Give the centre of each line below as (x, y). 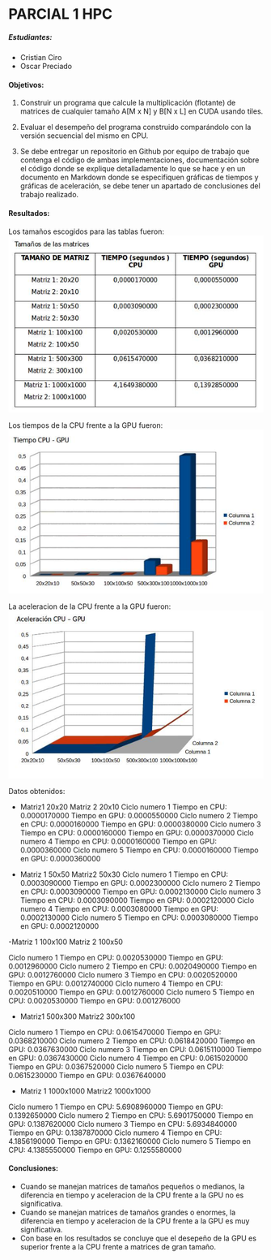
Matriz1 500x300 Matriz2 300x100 (78, 1016)
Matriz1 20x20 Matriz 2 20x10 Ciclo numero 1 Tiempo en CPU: (123, 807)
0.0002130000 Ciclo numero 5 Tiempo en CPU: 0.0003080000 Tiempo (139, 917)
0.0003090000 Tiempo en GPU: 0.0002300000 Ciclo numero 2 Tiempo (140, 882)
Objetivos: (26, 84)
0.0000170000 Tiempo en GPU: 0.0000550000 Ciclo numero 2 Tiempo (139, 815)
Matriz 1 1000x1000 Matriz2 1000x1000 (85, 1091)
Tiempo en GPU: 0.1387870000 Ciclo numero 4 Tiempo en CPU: (115, 1133)
